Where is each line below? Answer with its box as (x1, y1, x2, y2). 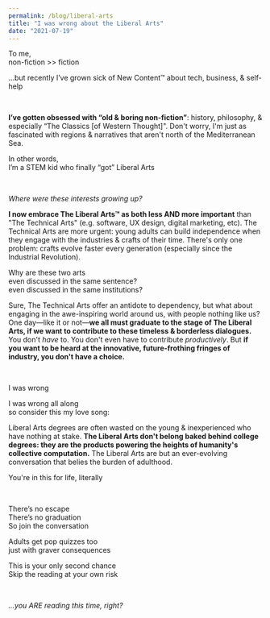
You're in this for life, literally (8, 473, 103, 483)
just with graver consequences (8, 545, 111, 555)
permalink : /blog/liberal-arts (8, 11, 114, 20)
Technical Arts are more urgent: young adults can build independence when (8, 226, 261, 236)
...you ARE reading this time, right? (8, 601, 123, 611)
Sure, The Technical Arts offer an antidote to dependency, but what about (8, 301, 253, 310)
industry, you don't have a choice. (8, 352, 125, 362)
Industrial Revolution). (8, 252, 81, 262)
